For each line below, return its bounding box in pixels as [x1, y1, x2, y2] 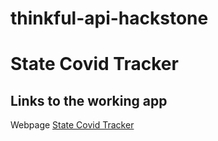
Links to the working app [10, 92, 168, 109]
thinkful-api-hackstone [10, 7, 209, 30]
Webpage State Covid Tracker [10, 119, 135, 131]
